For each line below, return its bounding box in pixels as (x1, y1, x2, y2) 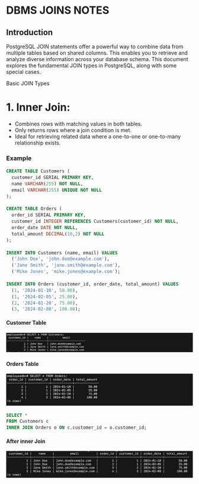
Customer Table (6, 319, 47, 326)
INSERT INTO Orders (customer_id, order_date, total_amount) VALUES (6, 281, 179, 287)
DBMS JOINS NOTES (6, 4, 110, 17)
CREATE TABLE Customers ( (6, 168, 70, 174)
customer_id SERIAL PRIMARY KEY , (11, 175, 94, 181)
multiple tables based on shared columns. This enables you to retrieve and (6, 49, 188, 56)
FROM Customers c (6, 419, 49, 425)
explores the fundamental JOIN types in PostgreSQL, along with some (6, 62, 177, 69)
